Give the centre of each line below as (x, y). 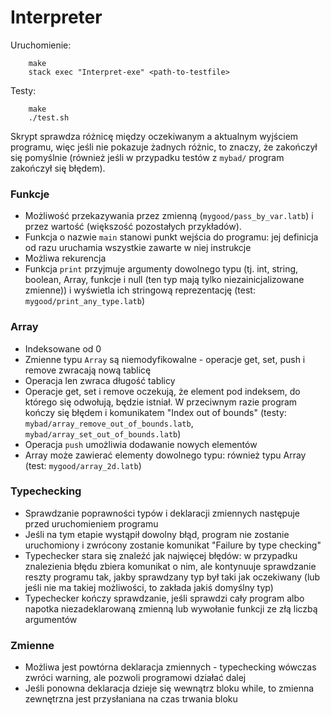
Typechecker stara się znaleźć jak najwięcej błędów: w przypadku (161, 555)
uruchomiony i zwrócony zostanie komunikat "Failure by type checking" (173, 545)
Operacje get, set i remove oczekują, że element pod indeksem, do (162, 391)
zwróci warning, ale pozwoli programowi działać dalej (135, 678)
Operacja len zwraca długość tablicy (100, 380)
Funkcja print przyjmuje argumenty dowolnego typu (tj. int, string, (161, 269)
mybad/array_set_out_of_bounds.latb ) (103, 433)
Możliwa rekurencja (65, 258)
